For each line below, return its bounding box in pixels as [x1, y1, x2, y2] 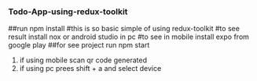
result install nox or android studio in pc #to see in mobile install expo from [8, 32, 250, 41]
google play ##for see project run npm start [8, 40, 150, 50]
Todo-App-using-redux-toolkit [8, 6, 128, 17]
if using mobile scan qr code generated [19, 55, 148, 65]
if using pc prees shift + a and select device [19, 64, 162, 73]
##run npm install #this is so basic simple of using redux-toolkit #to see [8, 24, 240, 33]
